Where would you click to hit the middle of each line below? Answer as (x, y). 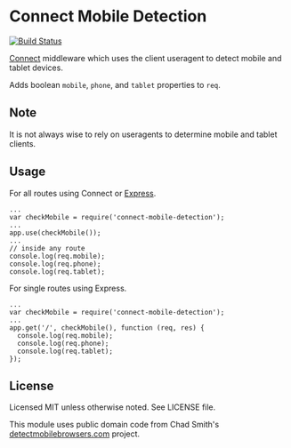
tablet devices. (36, 68)
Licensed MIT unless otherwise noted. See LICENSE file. (113, 407)
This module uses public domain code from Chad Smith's (114, 425)
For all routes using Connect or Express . (83, 193)
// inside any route (48, 248)
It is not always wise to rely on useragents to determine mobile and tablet (143, 134)
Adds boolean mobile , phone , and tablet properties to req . (115, 84)
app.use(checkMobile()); (55, 233)
